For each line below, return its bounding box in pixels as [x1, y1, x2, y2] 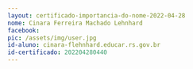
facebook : [7, 26, 41, 34]
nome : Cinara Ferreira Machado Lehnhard [7, 19, 144, 27]
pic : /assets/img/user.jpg [7, 33, 97, 42]
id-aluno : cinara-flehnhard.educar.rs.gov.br [7, 41, 160, 49]
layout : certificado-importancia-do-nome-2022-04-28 [7, 11, 186, 20]
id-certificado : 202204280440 [7, 48, 108, 56]
